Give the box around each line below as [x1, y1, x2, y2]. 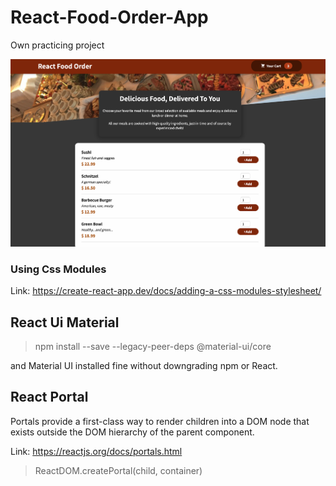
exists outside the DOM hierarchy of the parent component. [10, 426, 255, 438]
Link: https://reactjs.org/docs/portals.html [10, 445, 183, 457]
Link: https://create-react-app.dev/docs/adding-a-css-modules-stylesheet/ [10, 285, 322, 297]
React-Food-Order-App [10, 6, 209, 29]
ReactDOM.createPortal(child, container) [34, 464, 203, 476]
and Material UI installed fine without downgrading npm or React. [10, 360, 278, 372]
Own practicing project [10, 39, 105, 51]
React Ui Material [10, 314, 120, 331]
